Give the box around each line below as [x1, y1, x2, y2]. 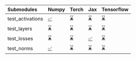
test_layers [7, 25, 33, 32]
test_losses [7, 35, 34, 42]
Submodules [7, 6, 37, 12]
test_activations [7, 15, 44, 22]
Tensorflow [101, 6, 129, 12]
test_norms [7, 45, 33, 52]
